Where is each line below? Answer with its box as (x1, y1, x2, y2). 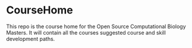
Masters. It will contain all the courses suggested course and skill (6, 29, 166, 36)
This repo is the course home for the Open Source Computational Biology (6, 23, 186, 30)
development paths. (6, 35, 55, 42)
